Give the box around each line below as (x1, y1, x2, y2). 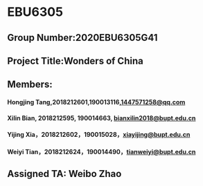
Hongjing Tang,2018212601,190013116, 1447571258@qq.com (7, 97, 186, 106)
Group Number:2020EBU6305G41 (7, 32, 158, 44)
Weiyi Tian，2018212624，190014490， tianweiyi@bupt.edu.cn (7, 147, 196, 156)
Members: (7, 79, 53, 91)
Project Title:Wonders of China (7, 55, 143, 66)
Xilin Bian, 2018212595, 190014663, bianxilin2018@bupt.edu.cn (7, 113, 196, 122)
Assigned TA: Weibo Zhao (7, 168, 122, 180)
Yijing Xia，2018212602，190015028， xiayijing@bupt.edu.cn (7, 131, 191, 139)
